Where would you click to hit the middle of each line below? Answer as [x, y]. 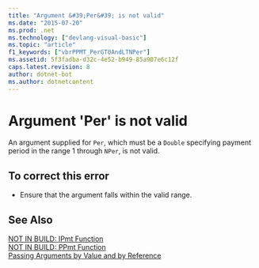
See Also [30, 219]
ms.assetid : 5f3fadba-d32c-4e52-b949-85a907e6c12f [93, 60]
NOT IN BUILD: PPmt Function [57, 247]
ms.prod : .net [32, 30]
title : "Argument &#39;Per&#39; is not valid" [86, 15]
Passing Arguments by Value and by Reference [85, 256]
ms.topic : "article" [42, 45]
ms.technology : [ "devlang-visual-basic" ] [78, 38]
